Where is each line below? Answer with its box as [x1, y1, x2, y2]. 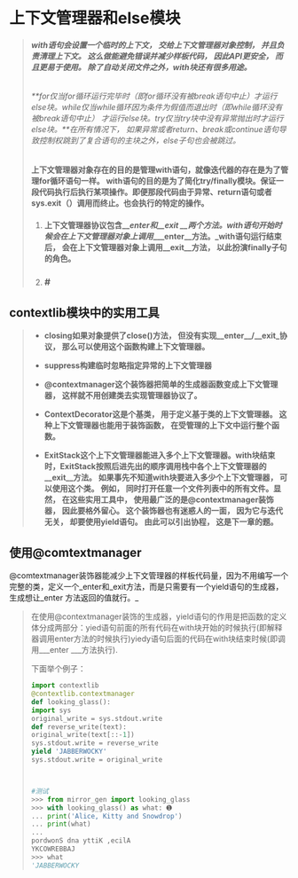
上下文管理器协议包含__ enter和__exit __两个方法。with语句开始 [43, 219, 275, 231]
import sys [30, 706, 72, 715]
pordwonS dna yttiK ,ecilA [30, 836, 131, 845]
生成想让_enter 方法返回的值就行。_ [9, 592, 139, 603]
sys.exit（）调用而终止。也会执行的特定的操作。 [30, 198, 209, 208]
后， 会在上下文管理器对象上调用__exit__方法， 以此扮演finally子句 [43, 241, 287, 253]
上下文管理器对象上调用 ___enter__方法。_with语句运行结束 [67, 231, 282, 241]
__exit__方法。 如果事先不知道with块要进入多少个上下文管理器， [43, 472, 278, 483]
